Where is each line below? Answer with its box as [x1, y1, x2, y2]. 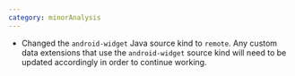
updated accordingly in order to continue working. [21, 56, 207, 67]
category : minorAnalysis [8, 13, 101, 22]
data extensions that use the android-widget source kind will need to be [21, 46, 287, 58]
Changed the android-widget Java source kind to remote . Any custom [21, 38, 278, 48]
